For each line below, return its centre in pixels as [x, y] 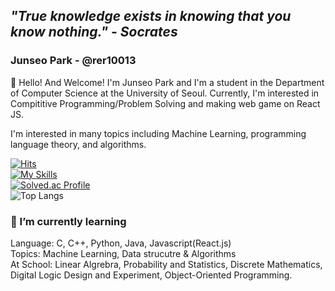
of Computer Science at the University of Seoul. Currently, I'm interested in [165, 93]
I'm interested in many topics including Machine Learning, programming [158, 133]
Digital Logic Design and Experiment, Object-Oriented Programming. [151, 275]
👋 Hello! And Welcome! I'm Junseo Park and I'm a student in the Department [167, 82]
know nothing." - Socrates [94, 32]
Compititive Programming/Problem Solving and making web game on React [165, 103]
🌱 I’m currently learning [68, 221]
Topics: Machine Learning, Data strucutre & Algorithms [123, 253]
